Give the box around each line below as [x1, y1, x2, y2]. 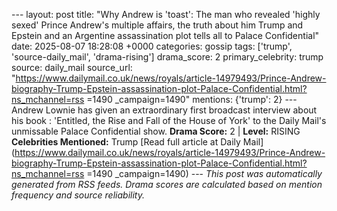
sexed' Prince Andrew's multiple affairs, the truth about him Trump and [11, 19, 304, 31]
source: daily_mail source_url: [11, 62, 133, 73]
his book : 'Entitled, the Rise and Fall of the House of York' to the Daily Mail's [11, 115, 327, 126]
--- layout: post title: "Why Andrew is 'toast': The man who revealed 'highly [11, 9, 321, 20]
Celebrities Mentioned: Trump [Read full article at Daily [11, 136, 241, 148]
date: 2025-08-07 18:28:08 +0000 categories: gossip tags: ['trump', [11, 40, 293, 52]
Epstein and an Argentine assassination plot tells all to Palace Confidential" [11, 30, 320, 41]
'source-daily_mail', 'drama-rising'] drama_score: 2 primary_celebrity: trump [11, 51, 324, 63]
